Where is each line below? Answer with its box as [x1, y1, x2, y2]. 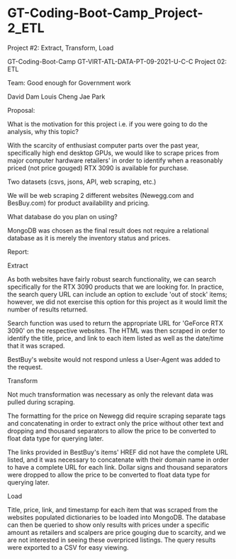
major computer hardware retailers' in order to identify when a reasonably [7, 156, 223, 165]
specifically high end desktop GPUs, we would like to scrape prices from [7, 148, 220, 157]
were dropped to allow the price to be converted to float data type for [7, 470, 210, 479]
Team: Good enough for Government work [7, 78, 131, 87]
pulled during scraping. [7, 397, 76, 406]
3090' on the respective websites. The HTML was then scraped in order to [7, 326, 225, 335]
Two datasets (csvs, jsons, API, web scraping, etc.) [7, 177, 157, 186]
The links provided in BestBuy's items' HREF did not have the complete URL [7, 448, 229, 456]
